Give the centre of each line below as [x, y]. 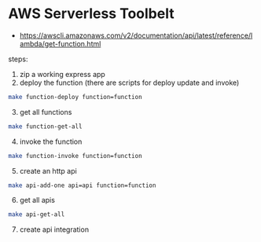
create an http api [48, 170]
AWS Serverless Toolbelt [91, 14]
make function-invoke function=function [75, 156]
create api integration [54, 229]
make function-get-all [45, 126]
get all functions [46, 112]
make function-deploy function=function [75, 97]
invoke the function [51, 141]
